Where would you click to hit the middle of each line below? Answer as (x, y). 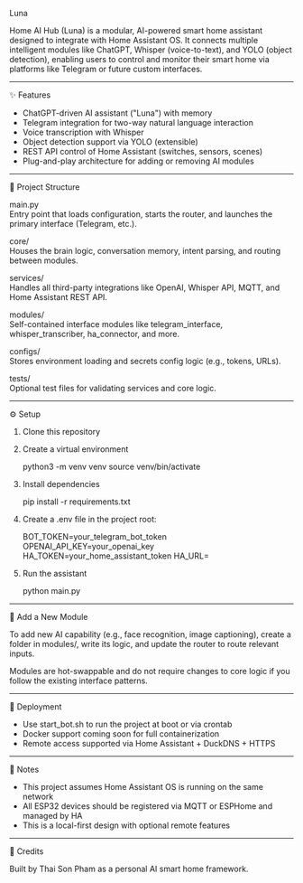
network (38, 796)
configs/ (25, 351)
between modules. (44, 260)
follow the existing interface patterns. (79, 681)
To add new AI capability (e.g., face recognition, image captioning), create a (150, 634)
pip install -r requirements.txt (76, 502)
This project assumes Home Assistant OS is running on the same (143, 787)
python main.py (51, 591)
